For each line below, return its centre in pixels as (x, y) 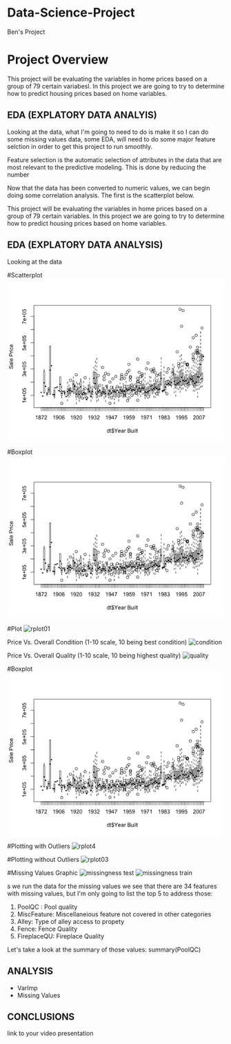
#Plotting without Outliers (43, 859)
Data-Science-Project (71, 13)
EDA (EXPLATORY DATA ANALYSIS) (85, 245)
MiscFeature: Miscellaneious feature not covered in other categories (114, 914)
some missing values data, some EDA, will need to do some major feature (111, 139)
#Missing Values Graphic (42, 873)
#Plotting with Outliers (39, 846)
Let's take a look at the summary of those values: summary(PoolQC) (104, 949)
